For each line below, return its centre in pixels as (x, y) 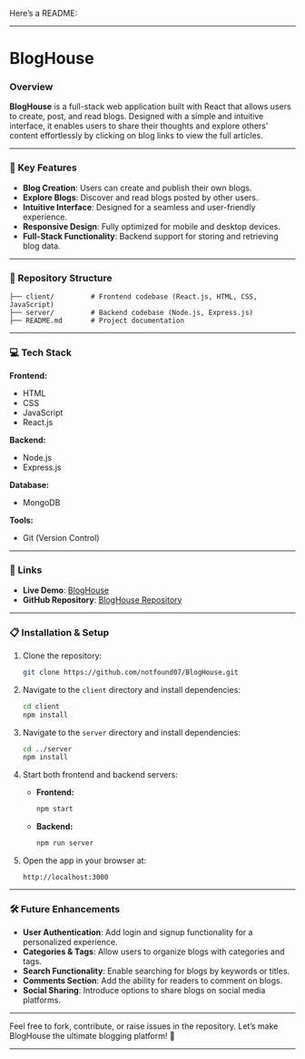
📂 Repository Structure (61, 278)
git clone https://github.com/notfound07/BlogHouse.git (130, 672)
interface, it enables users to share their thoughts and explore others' (139, 126)
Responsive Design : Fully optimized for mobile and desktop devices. (152, 226)
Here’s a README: (44, 13)
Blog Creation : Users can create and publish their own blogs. (137, 188)
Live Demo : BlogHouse (66, 590)
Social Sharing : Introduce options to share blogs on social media (144, 991)
